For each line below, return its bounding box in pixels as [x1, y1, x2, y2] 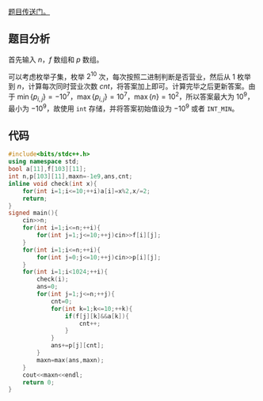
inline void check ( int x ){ [8, 180, 97, 187]
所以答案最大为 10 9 [185, 90, 248, 101]
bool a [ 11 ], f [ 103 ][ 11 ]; [8, 165, 87, 173]
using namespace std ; [8, 157, 80, 166]
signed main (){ [8, 209, 59, 218]
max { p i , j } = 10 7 [76, 90, 128, 103]
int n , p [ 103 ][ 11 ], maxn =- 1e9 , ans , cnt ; [8, 172, 133, 180]
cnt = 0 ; [50, 297, 73, 305]
